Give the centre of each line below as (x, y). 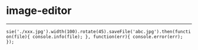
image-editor (39, 11)
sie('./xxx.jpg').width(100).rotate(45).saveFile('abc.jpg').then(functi (99, 31)
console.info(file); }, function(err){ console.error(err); (108, 37)
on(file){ (18, 37)
